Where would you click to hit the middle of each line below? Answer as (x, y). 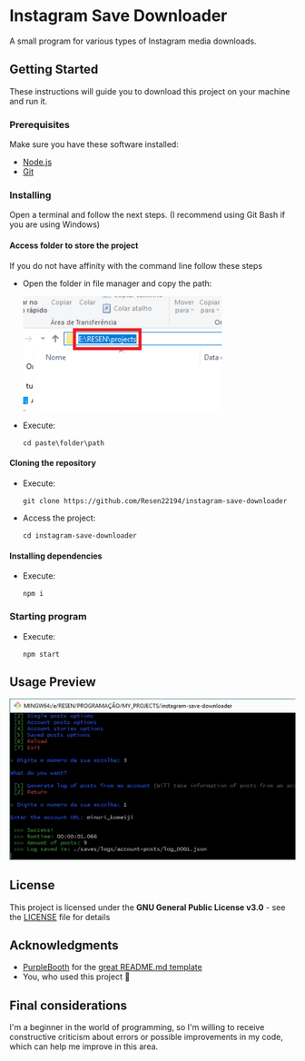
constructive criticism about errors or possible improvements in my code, (146, 1037)
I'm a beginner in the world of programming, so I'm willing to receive (137, 1027)
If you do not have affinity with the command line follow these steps (136, 265)
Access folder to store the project (74, 245)
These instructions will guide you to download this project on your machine (150, 91)
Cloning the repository (53, 463)
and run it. (29, 101)
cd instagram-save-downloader (80, 536)
